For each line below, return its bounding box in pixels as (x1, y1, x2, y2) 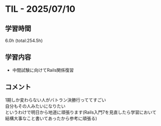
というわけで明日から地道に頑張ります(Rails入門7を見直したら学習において (5, 109, 157, 115)
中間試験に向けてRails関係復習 (12, 67, 74, 73)
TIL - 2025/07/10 (5, 3, 75, 15)
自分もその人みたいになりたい (5, 103, 65, 109)
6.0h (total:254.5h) (5, 38, 43, 43)
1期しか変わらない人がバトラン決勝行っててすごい (5, 97, 106, 103)
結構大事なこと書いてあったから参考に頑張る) (5, 115, 97, 121)
